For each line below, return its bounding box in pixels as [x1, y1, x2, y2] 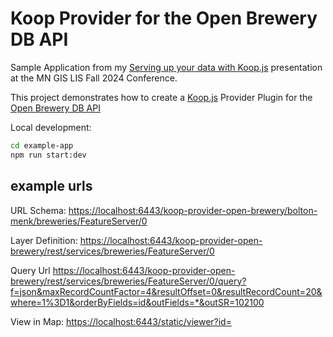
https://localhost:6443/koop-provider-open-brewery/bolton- [68, 204, 318, 216]
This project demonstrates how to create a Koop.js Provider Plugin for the [10, 91, 313, 103]
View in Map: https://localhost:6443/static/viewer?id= [10, 315, 232, 327]
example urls [10, 178, 93, 195]
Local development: [10, 121, 92, 133]
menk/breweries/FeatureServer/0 [10, 215, 148, 227]
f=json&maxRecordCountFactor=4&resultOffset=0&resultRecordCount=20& [10, 285, 323, 297]
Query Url [10, 264, 51, 276]
